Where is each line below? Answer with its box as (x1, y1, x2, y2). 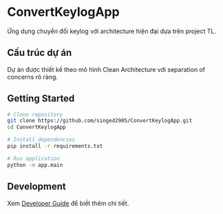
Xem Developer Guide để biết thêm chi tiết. (7, 199, 129, 207)
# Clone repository (7, 111, 63, 118)
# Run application (7, 155, 60, 162)
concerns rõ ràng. (7, 72, 59, 81)
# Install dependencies (7, 136, 76, 144)
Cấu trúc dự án (7, 47, 72, 59)
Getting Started (7, 93, 75, 104)
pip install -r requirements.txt (7, 143, 103, 150)
